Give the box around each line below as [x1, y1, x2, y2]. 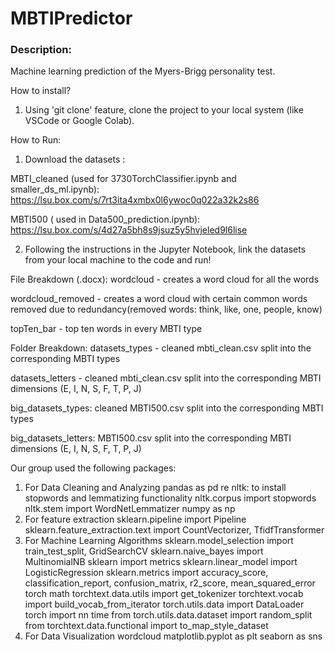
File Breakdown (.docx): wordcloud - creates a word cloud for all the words [10, 273, 320, 286]
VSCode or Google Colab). [24, 115, 135, 127]
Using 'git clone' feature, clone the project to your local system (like [24, 104, 304, 116]
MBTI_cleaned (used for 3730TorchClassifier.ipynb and [10, 173, 237, 185]
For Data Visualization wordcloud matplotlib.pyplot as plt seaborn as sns [24, 630, 323, 642]
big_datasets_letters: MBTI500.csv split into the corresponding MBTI [10, 432, 292, 444]
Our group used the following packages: [10, 462, 177, 474]
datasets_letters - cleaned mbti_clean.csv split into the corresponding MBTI [10, 372, 322, 384]
